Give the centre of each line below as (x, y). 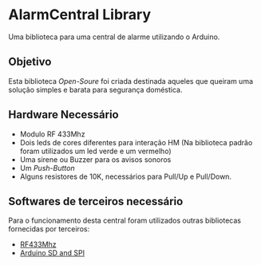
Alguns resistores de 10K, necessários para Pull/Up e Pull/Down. (126, 176)
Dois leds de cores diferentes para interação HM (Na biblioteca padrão (136, 142)
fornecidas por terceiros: (49, 229)
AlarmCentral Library (80, 15)
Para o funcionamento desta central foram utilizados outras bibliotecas (125, 220)
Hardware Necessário (63, 115)
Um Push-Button (47, 168)
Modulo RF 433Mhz (52, 134)
